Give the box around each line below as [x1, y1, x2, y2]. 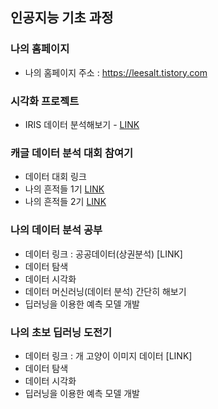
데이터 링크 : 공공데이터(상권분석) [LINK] [24, 248, 183, 260]
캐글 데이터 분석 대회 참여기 [10, 146, 134, 160]
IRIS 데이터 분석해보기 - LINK [24, 118, 140, 130]
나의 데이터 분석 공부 [10, 223, 103, 237]
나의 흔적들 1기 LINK [24, 183, 105, 195]
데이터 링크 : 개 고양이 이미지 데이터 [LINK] [24, 349, 193, 362]
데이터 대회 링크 [24, 171, 87, 183]
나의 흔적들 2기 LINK [24, 196, 107, 208]
